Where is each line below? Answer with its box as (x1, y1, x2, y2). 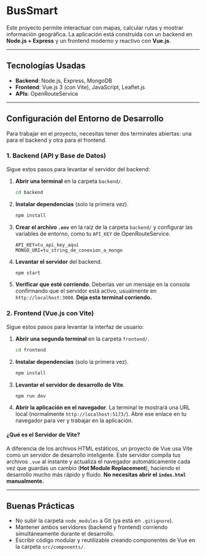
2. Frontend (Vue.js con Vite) (6, 309, 94, 318)
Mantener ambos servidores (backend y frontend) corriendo (15, 523, 168, 531)
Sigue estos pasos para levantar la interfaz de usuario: (6, 323, 144, 330)
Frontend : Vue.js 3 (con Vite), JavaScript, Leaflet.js (15, 83, 145, 91)
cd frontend (15, 347, 46, 353)
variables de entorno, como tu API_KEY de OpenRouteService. (15, 230, 171, 237)
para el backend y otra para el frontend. (6, 136, 107, 144)
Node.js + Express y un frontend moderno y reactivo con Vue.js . (6, 37, 172, 44)
